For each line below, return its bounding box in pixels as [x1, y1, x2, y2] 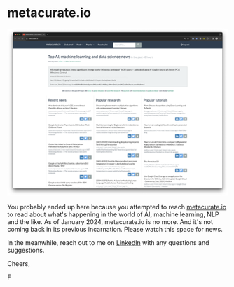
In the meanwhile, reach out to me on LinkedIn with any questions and [7, 238, 209, 246]
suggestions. [7, 246, 45, 254]
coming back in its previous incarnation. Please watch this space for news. [7, 225, 223, 233]
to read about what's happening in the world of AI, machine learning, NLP [7, 210, 219, 218]
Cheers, [7, 259, 30, 267]
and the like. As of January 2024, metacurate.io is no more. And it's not [7, 217, 214, 225]
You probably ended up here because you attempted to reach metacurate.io [7, 202, 227, 211]
